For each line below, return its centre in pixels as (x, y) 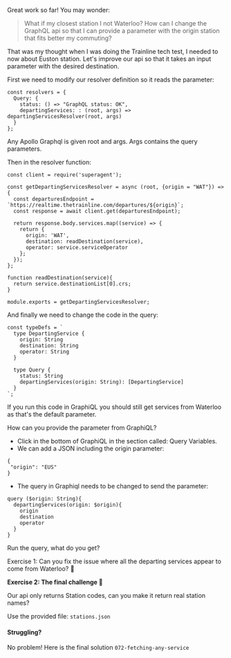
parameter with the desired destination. (63, 66)
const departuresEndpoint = (54, 199)
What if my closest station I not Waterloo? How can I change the (115, 23)
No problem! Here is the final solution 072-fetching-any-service (98, 648)
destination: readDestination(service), (84, 241)
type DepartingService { (49, 333)
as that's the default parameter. (52, 414)
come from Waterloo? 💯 (41, 569)
